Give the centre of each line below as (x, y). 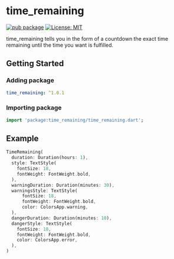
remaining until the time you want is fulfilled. (60, 45)
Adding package (30, 80)
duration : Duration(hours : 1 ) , (50, 158)
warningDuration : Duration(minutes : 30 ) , (63, 185)
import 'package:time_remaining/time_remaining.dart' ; (75, 120)
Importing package (34, 108)
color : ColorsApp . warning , (55, 207)
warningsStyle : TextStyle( (45, 190)
